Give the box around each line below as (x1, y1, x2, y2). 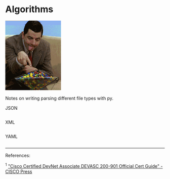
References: (5, 152, 30, 158)
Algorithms (5, 4, 54, 15)
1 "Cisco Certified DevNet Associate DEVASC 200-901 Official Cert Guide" (5, 162, 160, 169)
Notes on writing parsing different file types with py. (5, 95, 114, 101)
